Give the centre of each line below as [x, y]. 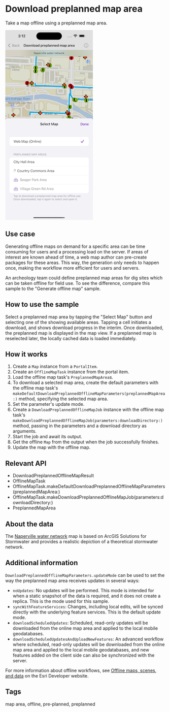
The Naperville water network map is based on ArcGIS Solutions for [76, 536]
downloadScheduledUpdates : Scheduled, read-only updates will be [80, 623]
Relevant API [26, 463]
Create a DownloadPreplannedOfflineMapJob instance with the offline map [88, 410]
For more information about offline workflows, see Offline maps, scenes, [81, 670]
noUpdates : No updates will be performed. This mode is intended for [83, 590]
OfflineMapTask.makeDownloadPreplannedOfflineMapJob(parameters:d [88, 497]
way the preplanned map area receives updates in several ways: [72, 580]
